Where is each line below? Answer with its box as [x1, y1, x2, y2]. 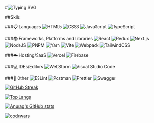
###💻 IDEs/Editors [5, 64, 44, 69]
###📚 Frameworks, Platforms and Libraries [5, 36, 93, 41]
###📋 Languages [5, 24, 41, 29]
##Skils [5, 14, 20, 20]
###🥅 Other [5, 75, 29, 81]
